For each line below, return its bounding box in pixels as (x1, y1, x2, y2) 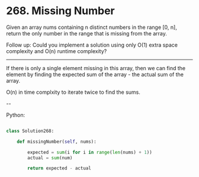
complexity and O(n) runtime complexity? (6, 47, 107, 54)
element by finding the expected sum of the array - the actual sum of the (6, 71, 184, 78)
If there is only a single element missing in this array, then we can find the (6, 64, 185, 71)
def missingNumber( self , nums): (17, 139, 97, 145)
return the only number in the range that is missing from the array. (6, 29, 167, 37)
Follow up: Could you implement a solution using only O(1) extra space (6, 41, 178, 48)
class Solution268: (6, 128, 54, 134)
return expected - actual (27, 165, 92, 172)
